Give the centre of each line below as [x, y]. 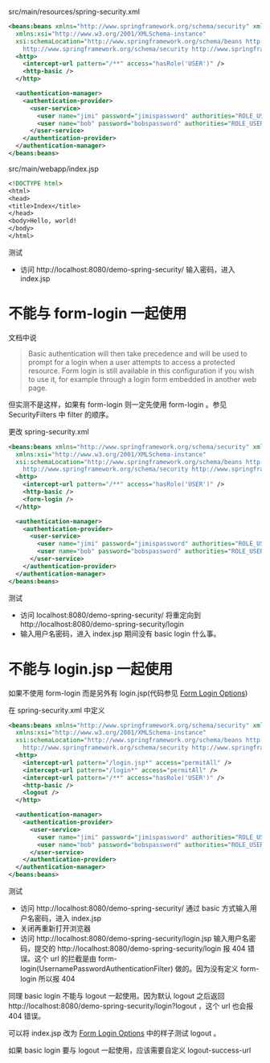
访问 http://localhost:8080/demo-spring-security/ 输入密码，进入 [127, 269]
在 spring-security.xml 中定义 [57, 710]
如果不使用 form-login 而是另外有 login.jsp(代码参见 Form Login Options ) [128, 693]
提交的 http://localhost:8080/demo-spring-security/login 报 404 [140, 949]
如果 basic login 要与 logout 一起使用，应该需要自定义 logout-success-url [130, 1050]
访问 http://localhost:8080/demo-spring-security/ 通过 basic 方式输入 [135, 908]
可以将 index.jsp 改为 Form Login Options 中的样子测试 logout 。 [115, 1033]
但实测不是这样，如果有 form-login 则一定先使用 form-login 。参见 [118, 404]
